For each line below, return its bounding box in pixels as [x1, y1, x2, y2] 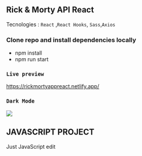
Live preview [6, 71, 44, 77]
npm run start [14, 56, 49, 63]
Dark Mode [6, 98, 35, 104]
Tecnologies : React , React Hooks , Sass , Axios [6, 20, 116, 28]
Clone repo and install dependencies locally [6, 35, 137, 44]
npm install [14, 49, 43, 56]
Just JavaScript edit [6, 143, 56, 150]
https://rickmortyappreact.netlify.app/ [6, 83, 99, 90]
